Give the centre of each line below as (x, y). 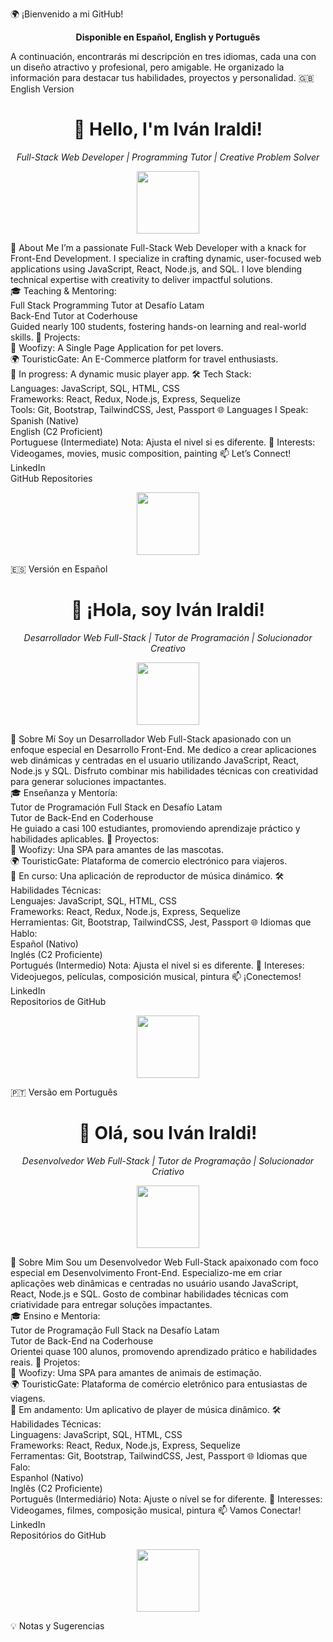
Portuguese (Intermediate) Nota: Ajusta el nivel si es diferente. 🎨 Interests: (163, 442)
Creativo (168, 648)
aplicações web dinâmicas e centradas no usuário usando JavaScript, (154, 1283)
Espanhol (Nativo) (47, 1477)
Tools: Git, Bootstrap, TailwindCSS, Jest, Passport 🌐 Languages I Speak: (159, 409)
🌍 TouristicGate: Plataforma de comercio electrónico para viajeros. (149, 860)
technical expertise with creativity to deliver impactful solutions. (141, 279)
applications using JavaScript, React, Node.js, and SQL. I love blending (156, 269)
